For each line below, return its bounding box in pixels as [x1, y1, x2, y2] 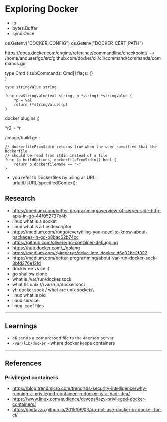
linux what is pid [12, 292, 46, 298]
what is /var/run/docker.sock [12, 276, 72, 282]
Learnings [5, 322, 37, 330]
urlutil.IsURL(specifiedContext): [12, 180, 77, 186]
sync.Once [12, 30, 35, 36]
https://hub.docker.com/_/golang [12, 245, 80, 251]
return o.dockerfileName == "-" [14, 162, 81, 167]
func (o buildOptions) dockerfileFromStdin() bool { [5, 157, 117, 162]
